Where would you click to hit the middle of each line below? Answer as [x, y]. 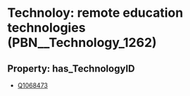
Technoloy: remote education [95, 13]
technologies [46, 28]
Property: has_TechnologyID [71, 68]
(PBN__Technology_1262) [82, 43]
